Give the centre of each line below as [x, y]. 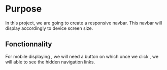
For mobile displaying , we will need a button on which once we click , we [82, 56]
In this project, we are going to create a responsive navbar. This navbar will [84, 23]
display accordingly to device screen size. [49, 28]
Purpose [24, 9]
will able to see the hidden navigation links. [50, 62]
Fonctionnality [29, 44]
